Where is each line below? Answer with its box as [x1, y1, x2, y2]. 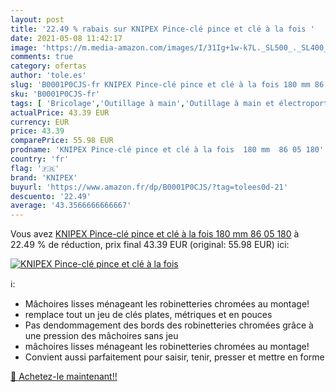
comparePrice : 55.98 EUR [10, 136, 114, 146]
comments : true [10, 52, 74, 62]
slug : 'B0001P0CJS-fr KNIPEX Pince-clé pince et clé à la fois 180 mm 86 [10, 80, 325, 90]
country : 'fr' [10, 154, 70, 164]
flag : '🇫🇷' [10, 163, 60, 173]
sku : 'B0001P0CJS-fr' [10, 89, 101, 99]
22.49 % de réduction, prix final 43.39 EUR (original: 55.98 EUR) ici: [10, 239, 290, 251]
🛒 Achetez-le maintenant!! [10, 371, 118, 383]
